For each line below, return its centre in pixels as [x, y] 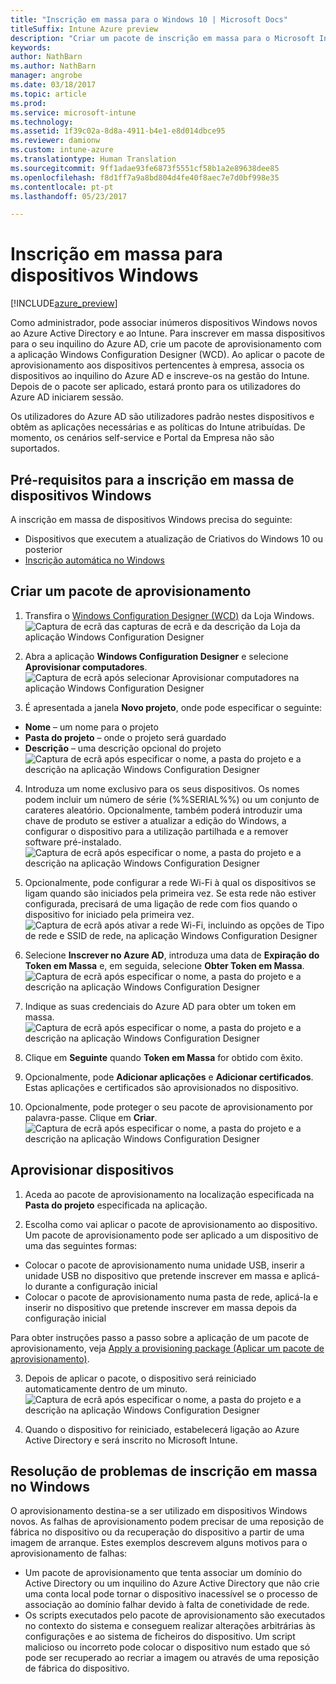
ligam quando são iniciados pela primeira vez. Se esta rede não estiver [170, 893]
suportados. [35, 448]
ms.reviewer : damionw [55, 141]
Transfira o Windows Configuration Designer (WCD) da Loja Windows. [169, 615]
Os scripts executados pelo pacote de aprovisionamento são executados [175, 1615]
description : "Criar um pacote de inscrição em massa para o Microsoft [162, 38]
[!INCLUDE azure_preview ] [64, 303]
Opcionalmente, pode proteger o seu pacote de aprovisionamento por [169, 1107]
